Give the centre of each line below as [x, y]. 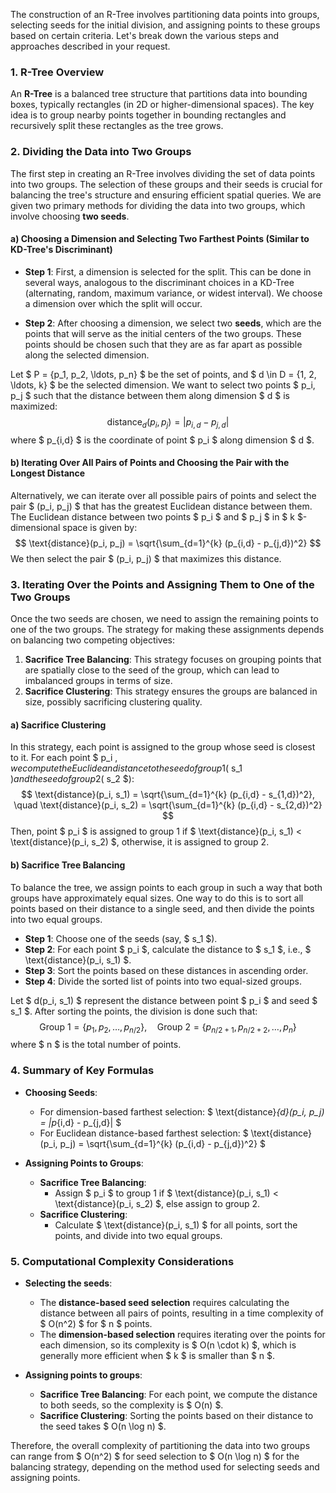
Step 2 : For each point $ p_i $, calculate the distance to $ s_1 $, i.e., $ [168, 949]
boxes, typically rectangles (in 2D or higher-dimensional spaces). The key [162, 105]
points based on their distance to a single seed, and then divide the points [162, 908]
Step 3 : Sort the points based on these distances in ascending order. [166, 970]
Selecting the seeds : [68, 1283]
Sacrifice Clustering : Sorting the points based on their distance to [176, 1415]
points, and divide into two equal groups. [138, 1235]
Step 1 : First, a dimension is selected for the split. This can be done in [168, 271]
